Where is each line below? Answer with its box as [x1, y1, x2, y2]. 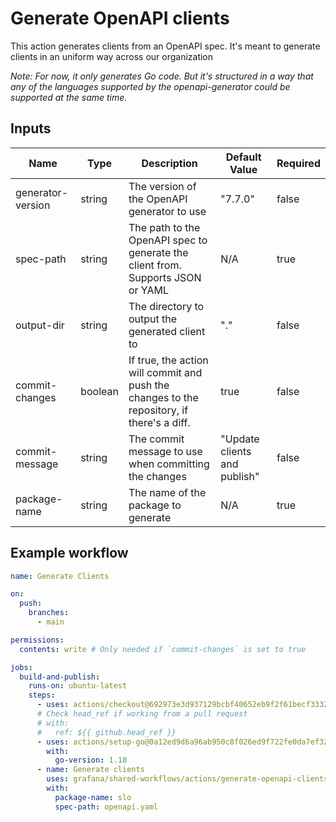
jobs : [10, 662, 33, 672]
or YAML [128, 283, 170, 297]
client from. [128, 258, 182, 272]
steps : [28, 690, 56, 701]
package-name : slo [54, 792, 132, 802]
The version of [128, 179, 197, 193]
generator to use [128, 204, 207, 218]
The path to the [128, 220, 201, 234]
